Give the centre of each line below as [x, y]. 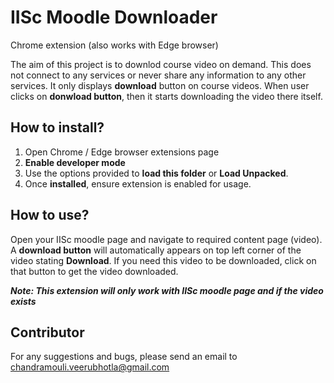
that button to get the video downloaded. [94, 271]
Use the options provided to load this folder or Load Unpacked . [156, 173]
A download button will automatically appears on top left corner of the [156, 250]
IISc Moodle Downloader [114, 17]
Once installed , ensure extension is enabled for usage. [138, 183]
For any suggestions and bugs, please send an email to [124, 357]
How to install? [57, 127]
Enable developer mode [75, 162]
